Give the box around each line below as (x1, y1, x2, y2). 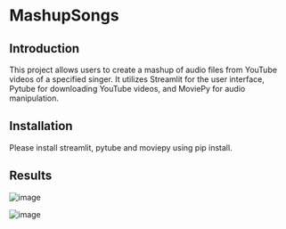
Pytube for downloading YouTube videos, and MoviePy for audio (9, 84, 246, 94)
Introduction (9, 41, 80, 56)
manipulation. (9, 93, 60, 103)
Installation (9, 119, 73, 134)
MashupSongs (9, 5, 119, 26)
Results (9, 168, 53, 184)
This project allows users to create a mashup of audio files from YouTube (9, 64, 278, 75)
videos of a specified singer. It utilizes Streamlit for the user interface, (9, 74, 265, 85)
